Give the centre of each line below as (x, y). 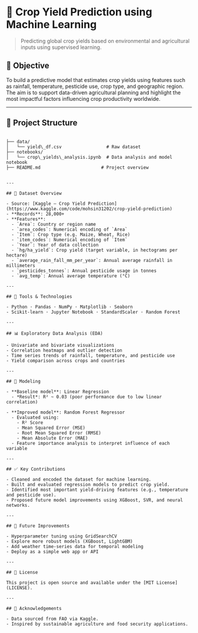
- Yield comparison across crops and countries (66, 360)
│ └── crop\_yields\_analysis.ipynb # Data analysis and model (89, 157)
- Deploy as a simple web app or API (52, 552)
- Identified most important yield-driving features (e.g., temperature (97, 490)
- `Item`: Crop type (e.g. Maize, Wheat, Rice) (71, 234)
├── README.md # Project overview (77, 168)
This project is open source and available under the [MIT (80, 583)
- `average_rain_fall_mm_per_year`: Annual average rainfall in (92, 260)
